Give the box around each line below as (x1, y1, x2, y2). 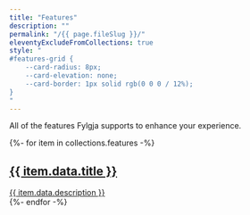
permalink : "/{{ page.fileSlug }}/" (9, 29, 146, 38)
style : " (9, 46, 42, 55)
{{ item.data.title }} (9, 163, 118, 178)
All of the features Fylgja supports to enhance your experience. (9, 120, 242, 131)
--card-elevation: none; (25, 71, 118, 80)
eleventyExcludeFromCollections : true (9, 37, 154, 47)
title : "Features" (9, 12, 78, 22)
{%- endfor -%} (9, 197, 68, 208)
